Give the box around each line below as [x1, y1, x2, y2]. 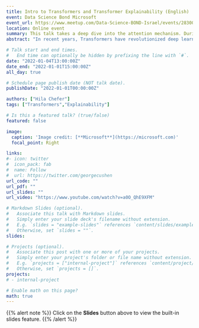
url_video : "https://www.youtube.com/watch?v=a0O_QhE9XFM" [6, 194, 155, 201]
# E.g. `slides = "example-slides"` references [6, 222, 131, 228]
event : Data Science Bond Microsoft [6, 14, 97, 20]
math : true [6, 293, 33, 299]
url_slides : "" [6, 189, 44, 195]
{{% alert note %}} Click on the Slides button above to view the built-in [6, 310, 179, 317]
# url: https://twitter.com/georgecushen [6, 172, 113, 178]
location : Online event [6, 25, 65, 31]
